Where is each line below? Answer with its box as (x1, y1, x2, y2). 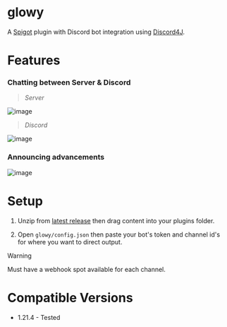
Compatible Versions (7, 290, 133, 306)
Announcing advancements (7, 153, 105, 162)
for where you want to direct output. (17, 237, 123, 246)
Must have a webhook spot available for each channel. (7, 265, 166, 273)
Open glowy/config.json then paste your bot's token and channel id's (17, 230, 221, 239)
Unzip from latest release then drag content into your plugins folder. (17, 216, 215, 225)
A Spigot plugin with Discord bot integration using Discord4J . (7, 28, 185, 36)
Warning (7, 251, 32, 260)
